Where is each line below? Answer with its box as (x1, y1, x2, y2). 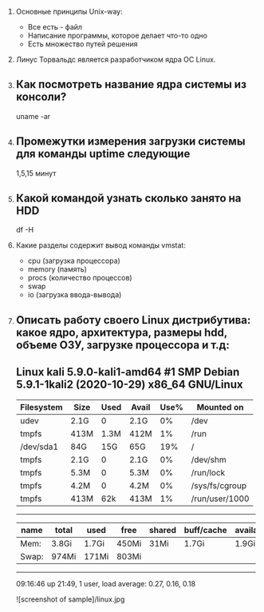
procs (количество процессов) (27, 273, 133, 283)
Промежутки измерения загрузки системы (15, 135, 246, 149)
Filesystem (19, 401, 63, 412)
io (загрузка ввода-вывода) (27, 290, 122, 300)
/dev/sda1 (19, 441, 58, 452)
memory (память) (27, 264, 88, 274)
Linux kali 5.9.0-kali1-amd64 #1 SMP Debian (15, 365, 240, 379)
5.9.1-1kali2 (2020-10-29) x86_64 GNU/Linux (15, 378, 243, 391)
